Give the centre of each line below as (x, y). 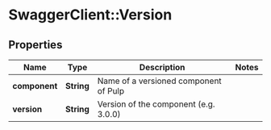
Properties (35, 45)
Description (162, 67)
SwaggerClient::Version (90, 15)
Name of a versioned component (159, 81)
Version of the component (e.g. (156, 104)
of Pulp (111, 91)
